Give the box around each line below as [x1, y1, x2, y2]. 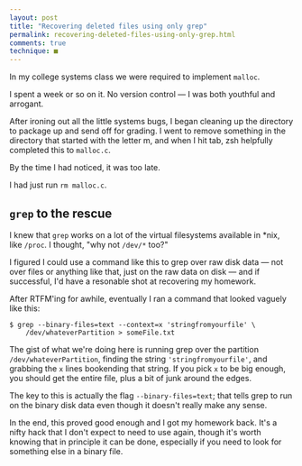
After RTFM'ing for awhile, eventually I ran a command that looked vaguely [9, 293, 287, 304]
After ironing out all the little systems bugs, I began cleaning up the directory [9, 116, 294, 127]
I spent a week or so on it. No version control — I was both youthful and [9, 89, 276, 100]
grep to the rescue [9, 206, 113, 221]
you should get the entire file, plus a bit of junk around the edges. [9, 372, 252, 383]
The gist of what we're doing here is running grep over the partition [9, 343, 260, 354]
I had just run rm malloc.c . [9, 179, 107, 190]
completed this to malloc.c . [9, 145, 111, 156]
